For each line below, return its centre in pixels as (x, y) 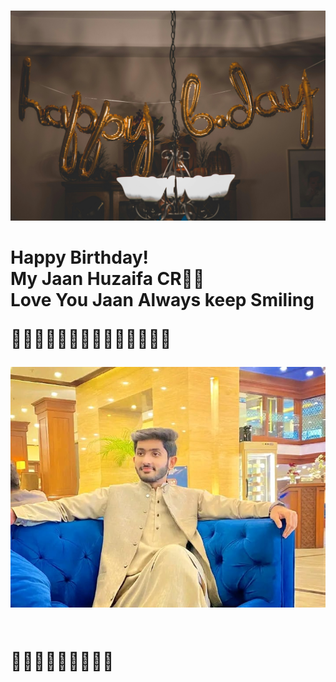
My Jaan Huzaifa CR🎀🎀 (107, 279)
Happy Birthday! (80, 257)
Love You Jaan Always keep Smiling (162, 300)
